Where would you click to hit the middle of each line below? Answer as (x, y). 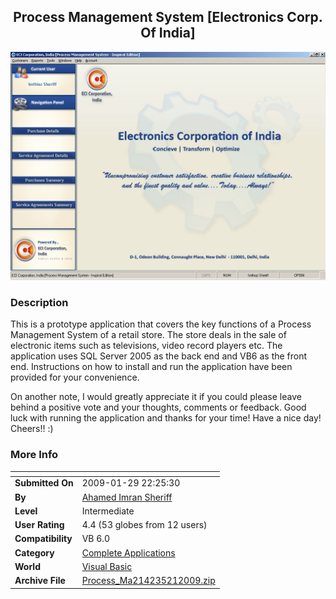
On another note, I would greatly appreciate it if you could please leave (156, 397)
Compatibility (43, 539)
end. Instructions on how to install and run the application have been (151, 367)
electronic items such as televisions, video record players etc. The (146, 346)
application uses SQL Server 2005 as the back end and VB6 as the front (159, 356)
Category (34, 552)
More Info (34, 455)
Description (39, 302)
